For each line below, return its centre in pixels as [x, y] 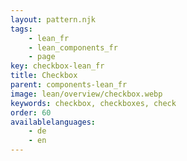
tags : [21, 29]
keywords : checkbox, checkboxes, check [93, 103]
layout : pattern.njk [53, 19]
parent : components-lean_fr [69, 85]
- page [42, 57]
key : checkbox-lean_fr [57, 66]
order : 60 [31, 112]
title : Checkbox [44, 76]
